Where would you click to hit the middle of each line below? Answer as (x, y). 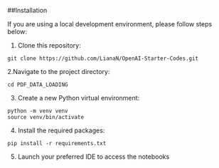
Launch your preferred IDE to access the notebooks (94, 157)
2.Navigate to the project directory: (59, 72)
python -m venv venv (38, 111)
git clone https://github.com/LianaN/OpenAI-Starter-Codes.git (103, 58)
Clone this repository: (49, 45)
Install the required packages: (61, 130)
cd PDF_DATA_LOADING (38, 85)
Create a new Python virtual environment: (79, 98)
